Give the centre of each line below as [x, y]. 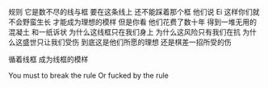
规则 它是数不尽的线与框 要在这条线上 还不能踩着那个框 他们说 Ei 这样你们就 [134, 12]
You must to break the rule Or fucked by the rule [89, 75]
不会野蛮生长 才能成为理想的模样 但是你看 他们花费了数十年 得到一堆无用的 [132, 22]
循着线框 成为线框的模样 [48, 59]
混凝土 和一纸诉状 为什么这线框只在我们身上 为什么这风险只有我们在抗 [124, 32]
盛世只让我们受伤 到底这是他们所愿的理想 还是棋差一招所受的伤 [127, 42]
